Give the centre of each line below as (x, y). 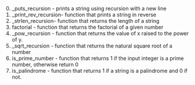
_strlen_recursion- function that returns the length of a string (85, 21)
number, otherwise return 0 (45, 64)
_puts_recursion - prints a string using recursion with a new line (89, 8)
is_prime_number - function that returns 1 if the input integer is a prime (98, 58)
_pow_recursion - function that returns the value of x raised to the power (100, 33)
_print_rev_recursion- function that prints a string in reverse (84, 15)
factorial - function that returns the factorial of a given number (87, 27)
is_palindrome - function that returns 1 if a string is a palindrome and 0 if (100, 71)
